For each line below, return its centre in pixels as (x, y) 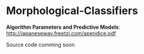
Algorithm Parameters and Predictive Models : (63, 27)
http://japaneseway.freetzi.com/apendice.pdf (61, 33)
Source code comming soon (40, 45)
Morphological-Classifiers (72, 11)
